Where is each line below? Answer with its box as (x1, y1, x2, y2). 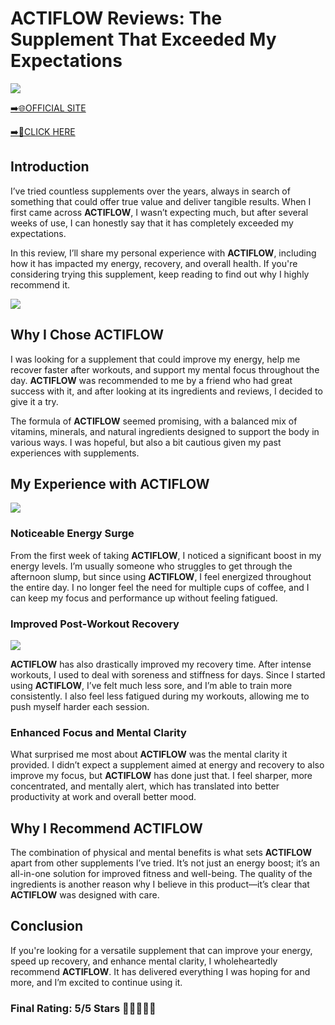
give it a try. (10, 395, 59, 407)
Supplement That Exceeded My (10, 28, 277, 51)
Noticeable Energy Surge (10, 527, 135, 541)
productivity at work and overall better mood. (10, 791, 197, 803)
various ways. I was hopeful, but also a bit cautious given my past (10, 436, 282, 448)
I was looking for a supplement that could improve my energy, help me (10, 353, 301, 365)
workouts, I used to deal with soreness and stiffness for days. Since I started (10, 668, 326, 681)
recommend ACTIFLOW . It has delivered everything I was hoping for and (10, 965, 311, 977)
